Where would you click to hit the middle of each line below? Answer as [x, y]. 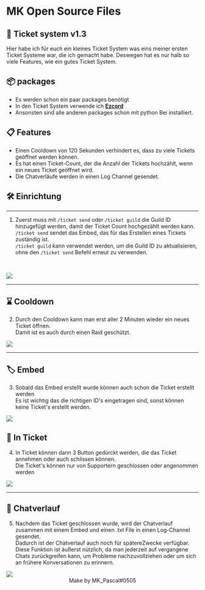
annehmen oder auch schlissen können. [65, 459]
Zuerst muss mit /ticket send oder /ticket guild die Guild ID [93, 220]
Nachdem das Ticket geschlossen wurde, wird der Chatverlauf [94, 523]
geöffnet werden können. [47, 157]
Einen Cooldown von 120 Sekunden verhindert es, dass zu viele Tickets [105, 150]
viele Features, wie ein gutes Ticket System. [62, 62]
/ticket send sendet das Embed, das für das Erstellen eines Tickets [100, 233]
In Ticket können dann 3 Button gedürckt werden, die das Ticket [96, 452]
